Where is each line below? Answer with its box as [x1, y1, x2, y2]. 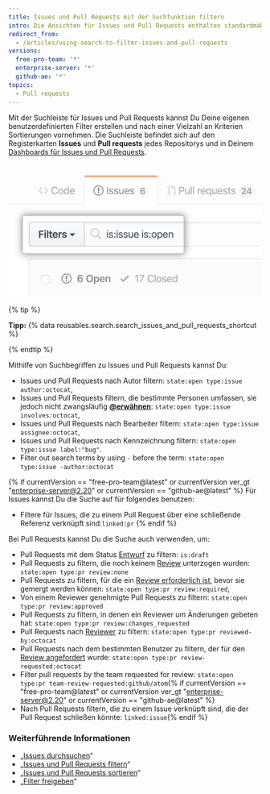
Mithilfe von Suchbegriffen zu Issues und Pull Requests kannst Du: [8, 360, 228, 370]
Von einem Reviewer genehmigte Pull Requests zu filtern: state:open [19, 592, 247, 602]
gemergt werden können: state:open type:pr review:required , [19, 584, 231, 593]
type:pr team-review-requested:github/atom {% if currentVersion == [19, 678, 247, 688]
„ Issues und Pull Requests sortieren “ [19, 768, 141, 778]
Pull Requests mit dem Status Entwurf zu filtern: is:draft [19, 549, 210, 559]
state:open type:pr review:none [19, 568, 129, 576]
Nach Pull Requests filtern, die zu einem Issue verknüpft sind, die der [19, 704, 249, 713]
